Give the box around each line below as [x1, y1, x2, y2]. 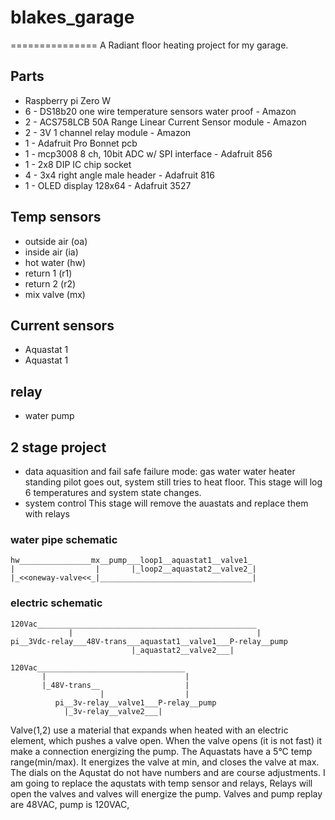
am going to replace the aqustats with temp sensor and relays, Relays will [10, 777, 313, 789]
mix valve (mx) [24, 288, 86, 300]
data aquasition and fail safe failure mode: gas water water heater [24, 466, 296, 477]
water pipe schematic [10, 532, 118, 546]
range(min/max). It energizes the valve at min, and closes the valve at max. [10, 756, 320, 768]
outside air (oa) [24, 235, 88, 247]
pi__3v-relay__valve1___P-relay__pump [54, 697, 217, 708]
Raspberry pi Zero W [24, 94, 112, 106]
